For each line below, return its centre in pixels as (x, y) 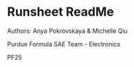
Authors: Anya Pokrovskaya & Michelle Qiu (68, 31)
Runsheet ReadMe (61, 12)
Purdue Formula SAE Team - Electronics (64, 44)
